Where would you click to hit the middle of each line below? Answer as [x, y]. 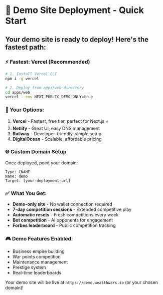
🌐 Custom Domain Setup [36, 152]
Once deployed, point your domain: [42, 163]
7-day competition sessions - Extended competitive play [72, 209]
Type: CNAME [18, 172]
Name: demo [17, 176]
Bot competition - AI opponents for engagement [63, 220]
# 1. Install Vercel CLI [31, 74]
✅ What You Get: [26, 193]
